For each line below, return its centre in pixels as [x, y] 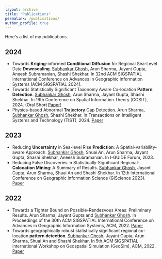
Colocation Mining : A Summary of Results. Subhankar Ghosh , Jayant [81, 168]
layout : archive [21, 9]
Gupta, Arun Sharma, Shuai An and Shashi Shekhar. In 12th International [84, 173]
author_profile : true [27, 23]
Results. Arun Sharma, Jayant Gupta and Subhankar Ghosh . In [74, 215]
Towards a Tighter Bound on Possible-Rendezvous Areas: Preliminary [81, 210]
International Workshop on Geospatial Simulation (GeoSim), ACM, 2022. [84, 246]
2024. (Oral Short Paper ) [37, 105]
